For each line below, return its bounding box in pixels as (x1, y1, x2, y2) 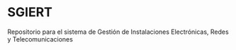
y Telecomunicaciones (7, 35, 73, 43)
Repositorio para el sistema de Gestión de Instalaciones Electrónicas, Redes (7, 27, 229, 36)
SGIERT (7, 4, 53, 20)
